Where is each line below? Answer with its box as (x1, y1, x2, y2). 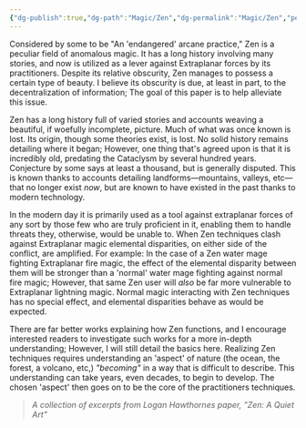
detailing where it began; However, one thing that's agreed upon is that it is (9, 143, 291, 154)
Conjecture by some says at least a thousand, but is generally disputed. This (9, 162, 296, 173)
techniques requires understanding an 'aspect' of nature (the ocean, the (9, 352, 280, 363)
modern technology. (9, 191, 86, 202)
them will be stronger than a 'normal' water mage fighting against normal (9, 267, 283, 278)
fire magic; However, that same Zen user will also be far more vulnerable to (9, 277, 291, 288)
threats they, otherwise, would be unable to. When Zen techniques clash (9, 229, 281, 239)
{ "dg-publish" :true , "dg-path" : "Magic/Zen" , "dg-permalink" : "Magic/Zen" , (9, 13, 287, 23)
